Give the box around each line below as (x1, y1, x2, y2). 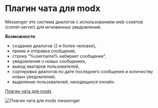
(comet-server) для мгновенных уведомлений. (5, 24, 102, 30)
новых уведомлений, (12, 74, 56, 79)
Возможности (5, 33, 35, 39)
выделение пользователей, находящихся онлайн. (12, 78, 116, 85)
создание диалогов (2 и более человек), (12, 43, 96, 48)
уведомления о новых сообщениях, (12, 58, 87, 64)
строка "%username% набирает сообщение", (12, 53, 107, 59)
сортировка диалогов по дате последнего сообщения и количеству (12, 68, 153, 74)
